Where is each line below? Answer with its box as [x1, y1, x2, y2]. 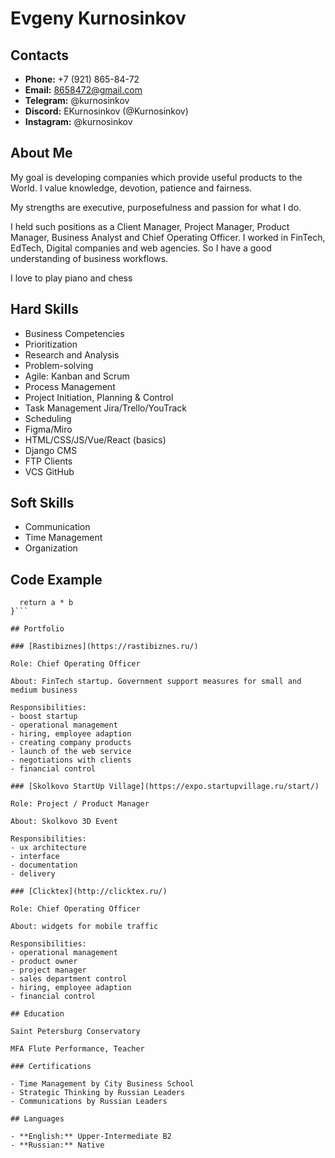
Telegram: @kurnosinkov [24, 95, 130, 106]
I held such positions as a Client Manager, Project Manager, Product [10, 220, 290, 232]
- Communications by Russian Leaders [10, 1097, 168, 1107]
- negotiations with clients [10, 755, 132, 766]
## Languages [10, 1114, 65, 1124]
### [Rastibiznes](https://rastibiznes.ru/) [10, 642, 199, 652]
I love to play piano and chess [10, 272, 133, 284]
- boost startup [10, 712, 78, 722]
